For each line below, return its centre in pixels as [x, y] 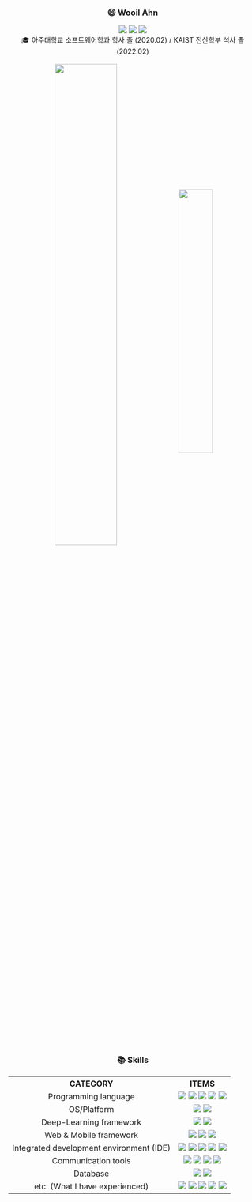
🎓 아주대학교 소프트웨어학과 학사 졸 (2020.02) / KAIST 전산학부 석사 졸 [133, 40]
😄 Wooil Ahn [133, 13]
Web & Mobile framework [92, 1135]
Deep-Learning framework [91, 1122]
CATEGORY [92, 1084]
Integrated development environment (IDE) [92, 1148]
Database [91, 1174]
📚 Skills [133, 1060]
